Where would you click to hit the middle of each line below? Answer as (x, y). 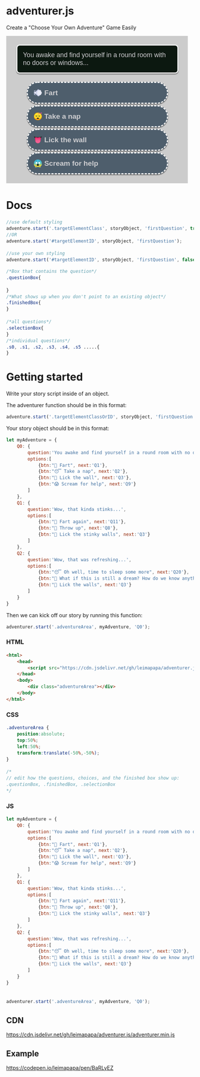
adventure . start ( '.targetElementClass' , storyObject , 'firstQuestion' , (97, 228)
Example (23, 1053)
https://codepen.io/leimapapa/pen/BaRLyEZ (60, 1067)
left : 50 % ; (29, 747)
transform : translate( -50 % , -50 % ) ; (58, 753)
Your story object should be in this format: (58, 429)
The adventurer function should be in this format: (66, 405)
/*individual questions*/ (38, 341)
